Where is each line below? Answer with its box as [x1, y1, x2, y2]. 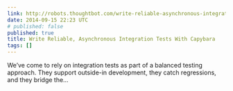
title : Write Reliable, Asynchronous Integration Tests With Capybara [7, 36, 216, 43]
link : [7, 10, 23, 17]
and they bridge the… [7, 76, 69, 83]
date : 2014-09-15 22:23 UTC [7, 17, 89, 23]
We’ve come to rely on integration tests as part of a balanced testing [7, 61, 203, 69]
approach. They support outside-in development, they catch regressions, [7, 68, 216, 77]
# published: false [7, 23, 64, 30]
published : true [7, 29, 54, 37]
